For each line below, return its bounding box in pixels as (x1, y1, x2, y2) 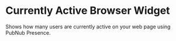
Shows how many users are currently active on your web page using (5, 23, 171, 30)
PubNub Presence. (5, 29, 51, 36)
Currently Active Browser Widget (5, 4, 170, 17)
